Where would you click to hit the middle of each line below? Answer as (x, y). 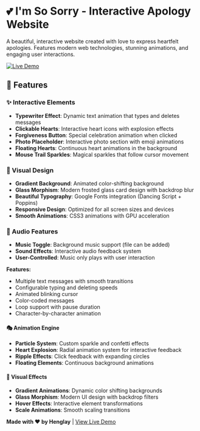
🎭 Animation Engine (33, 328)
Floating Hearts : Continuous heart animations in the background (96, 148)
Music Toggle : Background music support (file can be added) (92, 245)
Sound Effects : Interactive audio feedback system (78, 251)
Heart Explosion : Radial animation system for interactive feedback (98, 350)
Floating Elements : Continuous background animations (84, 363)
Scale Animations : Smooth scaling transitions (73, 410)
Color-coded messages (45, 301)
